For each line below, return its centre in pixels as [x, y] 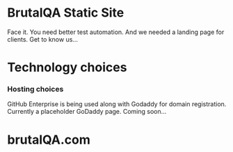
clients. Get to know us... [43, 39]
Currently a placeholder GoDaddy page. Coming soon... [87, 112]
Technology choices [67, 68]
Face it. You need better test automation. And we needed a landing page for [116, 32]
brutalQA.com [49, 140]
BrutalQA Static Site [66, 13]
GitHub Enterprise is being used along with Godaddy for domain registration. [117, 104]
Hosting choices [35, 90]
